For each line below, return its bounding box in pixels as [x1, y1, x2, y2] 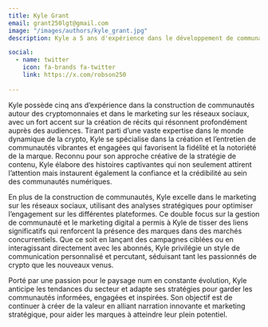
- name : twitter [15, 56, 69, 64]
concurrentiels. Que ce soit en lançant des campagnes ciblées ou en [8, 234, 234, 244]
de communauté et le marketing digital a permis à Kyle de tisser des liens [8, 217, 249, 227]
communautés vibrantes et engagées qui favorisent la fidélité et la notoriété [8, 142, 257, 152]
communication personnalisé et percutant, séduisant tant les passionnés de [8, 251, 257, 261]
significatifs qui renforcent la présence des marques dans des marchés [8, 225, 242, 236]
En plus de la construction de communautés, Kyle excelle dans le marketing [8, 192, 257, 201]
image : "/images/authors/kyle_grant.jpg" [8, 26, 148, 34]
